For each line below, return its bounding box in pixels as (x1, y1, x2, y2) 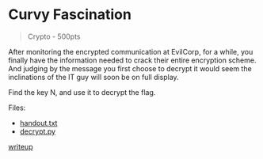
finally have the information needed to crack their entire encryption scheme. (8, 55, 257, 65)
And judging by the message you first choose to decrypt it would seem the (8, 63, 252, 73)
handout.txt (19, 118, 58, 127)
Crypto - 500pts (27, 32, 81, 41)
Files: (8, 103, 26, 112)
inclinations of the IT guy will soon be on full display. (8, 72, 180, 81)
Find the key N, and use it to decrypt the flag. (8, 87, 156, 97)
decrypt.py (19, 127, 56, 136)
